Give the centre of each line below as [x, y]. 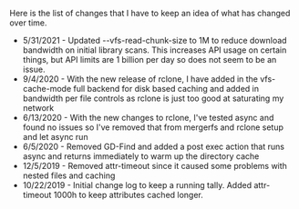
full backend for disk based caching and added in [166, 89]
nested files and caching [69, 175]
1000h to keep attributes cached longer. [128, 195]
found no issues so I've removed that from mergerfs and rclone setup [153, 127]
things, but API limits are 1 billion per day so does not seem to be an [149, 60]
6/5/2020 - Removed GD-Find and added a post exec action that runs [154, 146]
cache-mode [47, 89]
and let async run [55, 137]
